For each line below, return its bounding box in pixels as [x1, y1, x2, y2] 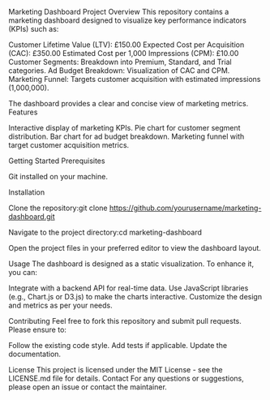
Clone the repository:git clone [8, 203, 108, 213]
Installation [8, 187, 45, 197]
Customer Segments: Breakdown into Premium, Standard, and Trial [8, 57, 233, 67]
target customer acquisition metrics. [8, 140, 130, 149]
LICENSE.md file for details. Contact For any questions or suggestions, [8, 373, 245, 383]
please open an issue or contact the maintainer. [8, 382, 168, 392]
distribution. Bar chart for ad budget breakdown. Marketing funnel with [8, 131, 245, 141]
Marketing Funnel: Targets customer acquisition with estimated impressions [8, 75, 261, 84]
